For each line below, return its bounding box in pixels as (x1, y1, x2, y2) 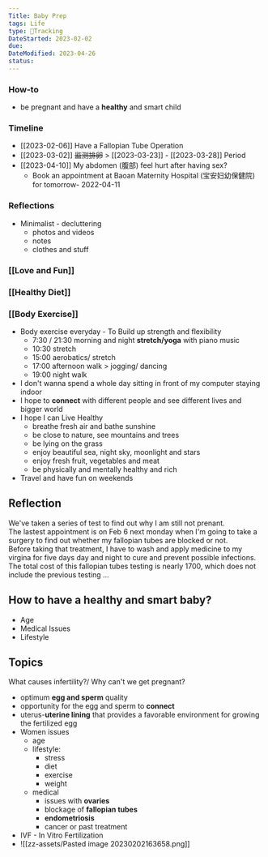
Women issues (19, 727, 70, 737)
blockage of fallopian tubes (44, 804, 138, 815)
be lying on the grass (32, 439, 103, 448)
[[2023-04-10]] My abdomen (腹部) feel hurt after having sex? (19, 161, 228, 170)
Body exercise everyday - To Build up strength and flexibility (19, 326, 222, 336)
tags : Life (8, 19, 45, 28)
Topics (8, 655, 44, 669)
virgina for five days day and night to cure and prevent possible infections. (8, 552, 257, 562)
